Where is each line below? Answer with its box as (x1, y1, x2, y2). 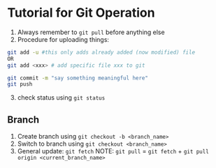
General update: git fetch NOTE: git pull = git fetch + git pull (17, 147, 210, 155)
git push (7, 81, 33, 88)
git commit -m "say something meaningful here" (7, 75, 149, 82)
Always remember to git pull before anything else (17, 28, 166, 36)
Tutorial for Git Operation (7, 5, 155, 21)
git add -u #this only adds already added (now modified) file (7, 49, 196, 56)
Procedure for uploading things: (17, 35, 110, 43)
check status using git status (17, 93, 106, 102)
